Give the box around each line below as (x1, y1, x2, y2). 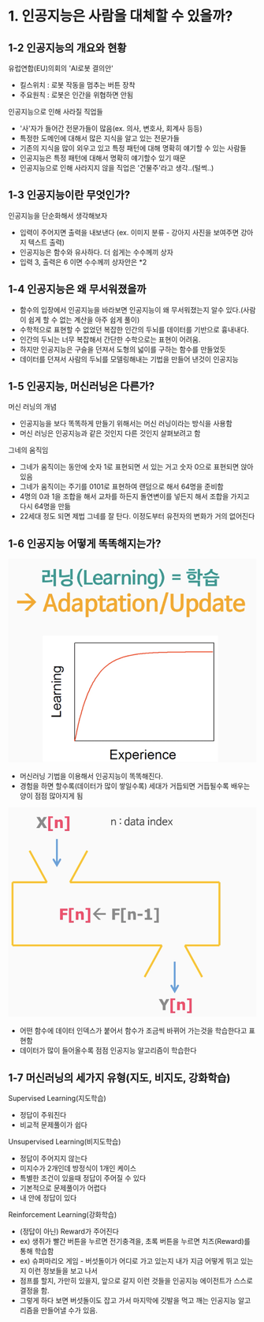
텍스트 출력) (28, 238, 65, 247)
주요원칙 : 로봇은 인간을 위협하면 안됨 (19, 90, 134, 99)
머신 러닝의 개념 (8, 402, 58, 411)
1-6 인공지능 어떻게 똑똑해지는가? (8, 537, 162, 550)
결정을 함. (19, 1286, 50, 1295)
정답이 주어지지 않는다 (19, 1153, 88, 1163)
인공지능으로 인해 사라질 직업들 (8, 107, 104, 116)
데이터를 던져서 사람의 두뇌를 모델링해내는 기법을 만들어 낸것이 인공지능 (19, 354, 239, 364)
